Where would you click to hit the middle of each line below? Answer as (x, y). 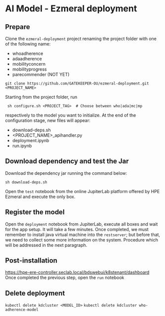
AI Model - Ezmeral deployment (71, 9)
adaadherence (27, 59)
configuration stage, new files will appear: (48, 120)
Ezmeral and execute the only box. (40, 197)
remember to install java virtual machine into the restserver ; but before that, (83, 235)
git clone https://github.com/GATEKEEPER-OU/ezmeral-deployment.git (77, 83)
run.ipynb (22, 146)
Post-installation (31, 260)
